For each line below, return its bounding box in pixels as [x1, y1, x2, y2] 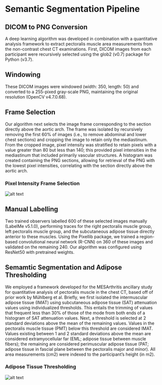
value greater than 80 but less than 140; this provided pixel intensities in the [5, 147, 157, 153]
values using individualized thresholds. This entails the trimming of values [5, 304, 153, 310]
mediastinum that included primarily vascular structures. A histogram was [5, 152, 153, 158]
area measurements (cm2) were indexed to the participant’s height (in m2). [5, 351, 155, 357]
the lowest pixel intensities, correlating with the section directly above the [5, 162, 152, 168]
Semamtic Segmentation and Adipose [5, 263, 123, 272]
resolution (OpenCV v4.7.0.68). [5, 94, 67, 100]
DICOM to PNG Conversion [5, 23, 88, 31]
